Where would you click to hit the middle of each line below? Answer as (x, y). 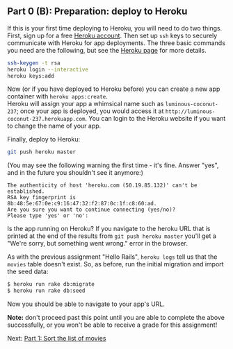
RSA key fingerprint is (42, 198)
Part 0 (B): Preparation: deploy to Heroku (97, 11)
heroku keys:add (31, 76)
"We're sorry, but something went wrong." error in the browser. (97, 244)
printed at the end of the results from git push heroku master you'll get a (112, 236)
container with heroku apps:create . (57, 96)
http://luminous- (190, 112)
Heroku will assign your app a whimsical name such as (86, 104)
